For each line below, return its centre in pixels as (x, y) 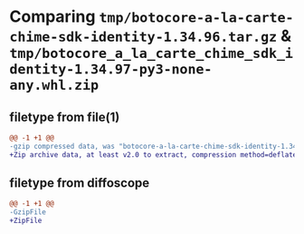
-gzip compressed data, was (62, 146)
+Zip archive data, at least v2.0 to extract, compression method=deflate (153, 155)
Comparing (52, 17)
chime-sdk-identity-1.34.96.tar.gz (143, 38)
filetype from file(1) (65, 117)
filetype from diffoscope (80, 183)
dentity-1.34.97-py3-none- (111, 69)
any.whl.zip (54, 86)
